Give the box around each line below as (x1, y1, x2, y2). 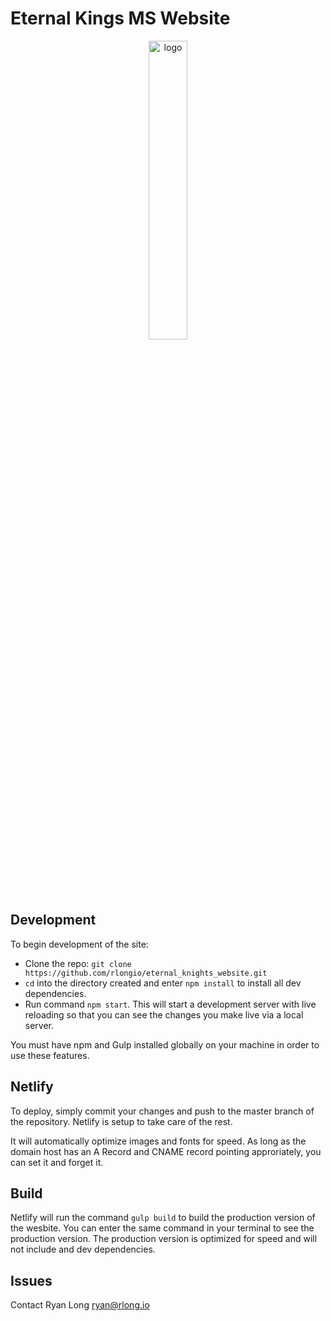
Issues (10, 1272, 53, 1289)
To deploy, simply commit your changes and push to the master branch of (10, 1105, 315, 1117)
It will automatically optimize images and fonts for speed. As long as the (10, 1135, 307, 1147)
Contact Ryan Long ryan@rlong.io (10, 1299, 150, 1311)
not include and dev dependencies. (10, 1243, 156, 1256)
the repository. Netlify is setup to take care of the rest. (10, 1115, 233, 1127)
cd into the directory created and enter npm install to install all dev (24, 977, 302, 989)
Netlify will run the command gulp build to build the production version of (10, 1212, 316, 1224)
